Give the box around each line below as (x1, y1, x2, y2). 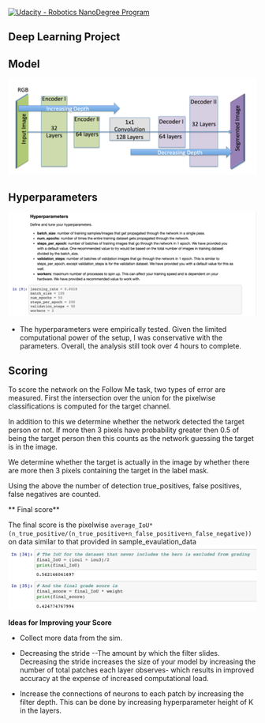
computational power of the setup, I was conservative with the (19, 333, 223, 342)
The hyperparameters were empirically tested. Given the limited (19, 324, 227, 333)
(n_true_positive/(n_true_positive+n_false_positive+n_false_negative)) (8, 530, 252, 538)
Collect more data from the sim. (19, 633, 123, 643)
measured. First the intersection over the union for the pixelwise (8, 394, 216, 403)
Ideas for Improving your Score (8, 618, 112, 627)
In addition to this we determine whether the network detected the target (8, 417, 244, 427)
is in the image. (8, 442, 58, 452)
